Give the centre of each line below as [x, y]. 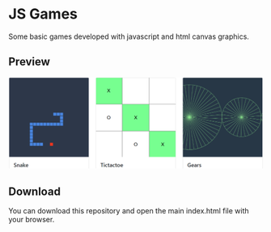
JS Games [43, 14]
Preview [30, 62]
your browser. [32, 220]
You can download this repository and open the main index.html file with [129, 211]
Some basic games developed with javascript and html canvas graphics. [129, 36]
